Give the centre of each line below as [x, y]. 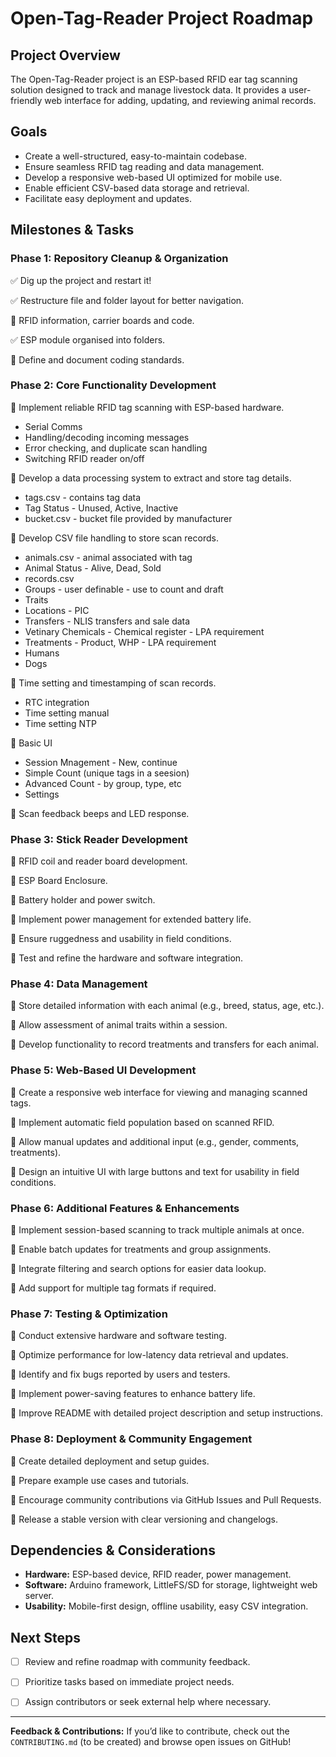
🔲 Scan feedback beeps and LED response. [100, 813]
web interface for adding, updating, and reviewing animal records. [180, 100]
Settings [42, 794]
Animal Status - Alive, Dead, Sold [93, 568]
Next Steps [45, 1637]
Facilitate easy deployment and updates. [108, 198]
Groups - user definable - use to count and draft [124, 589]
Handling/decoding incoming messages [107, 437]
